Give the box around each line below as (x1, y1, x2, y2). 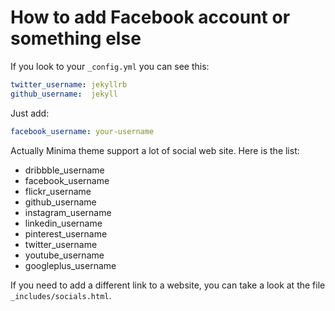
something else (10, 27, 142, 50)
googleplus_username (24, 259, 117, 271)
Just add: (10, 107, 50, 119)
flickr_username (24, 185, 92, 197)
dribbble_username (24, 164, 105, 176)
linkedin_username (24, 217, 103, 229)
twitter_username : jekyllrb (10, 79, 128, 90)
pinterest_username (24, 227, 108, 240)
